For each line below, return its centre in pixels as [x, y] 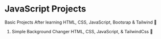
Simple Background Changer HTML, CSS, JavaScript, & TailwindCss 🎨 [82, 31]
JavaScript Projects [45, 9]
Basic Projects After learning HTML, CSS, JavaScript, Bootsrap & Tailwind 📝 [81, 22]
